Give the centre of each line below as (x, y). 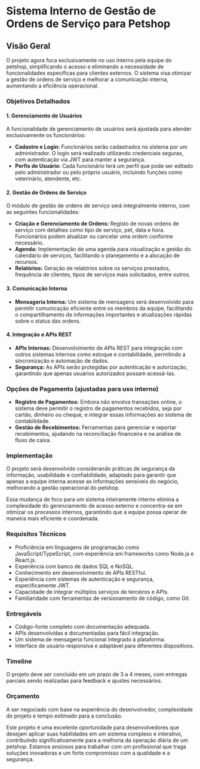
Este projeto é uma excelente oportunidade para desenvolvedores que (93, 727)
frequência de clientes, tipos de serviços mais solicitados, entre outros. (103, 275)
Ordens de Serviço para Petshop (88, 24)
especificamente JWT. (42, 585)
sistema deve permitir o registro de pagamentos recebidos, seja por (98, 408)
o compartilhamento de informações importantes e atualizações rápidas (103, 314)
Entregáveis (24, 614)
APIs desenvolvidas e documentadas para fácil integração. (87, 633)
